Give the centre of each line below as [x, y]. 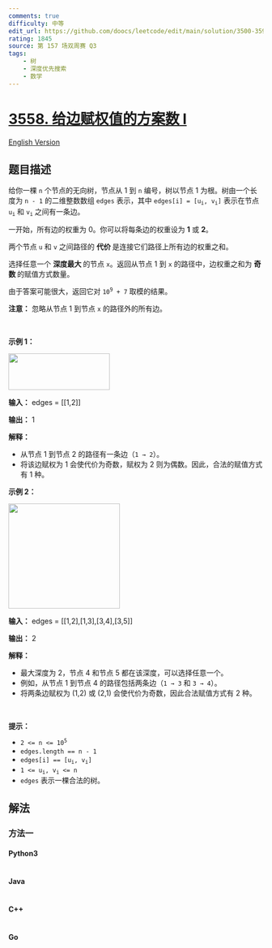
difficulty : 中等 [36, 24]
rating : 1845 [30, 39]
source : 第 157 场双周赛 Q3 [53, 46]
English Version [34, 142]
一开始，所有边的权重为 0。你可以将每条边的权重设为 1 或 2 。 [110, 230]
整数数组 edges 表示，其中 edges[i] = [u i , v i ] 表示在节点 [162, 201]
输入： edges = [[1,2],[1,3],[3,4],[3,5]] [71, 621]
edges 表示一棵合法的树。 [62, 780]
